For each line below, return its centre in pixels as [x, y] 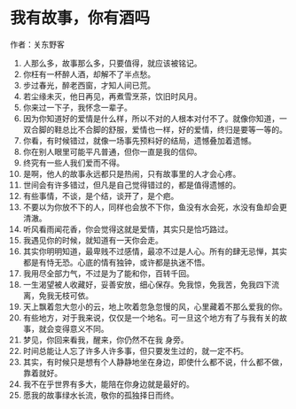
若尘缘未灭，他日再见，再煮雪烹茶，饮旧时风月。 [112, 96]
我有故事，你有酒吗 [80, 18]
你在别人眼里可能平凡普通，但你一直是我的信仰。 [112, 151]
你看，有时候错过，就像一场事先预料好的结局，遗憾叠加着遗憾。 [139, 140]
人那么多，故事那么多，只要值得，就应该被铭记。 [112, 63]
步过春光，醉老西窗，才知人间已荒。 [89, 85]
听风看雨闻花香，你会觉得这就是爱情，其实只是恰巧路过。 [128, 229]
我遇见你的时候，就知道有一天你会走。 [93, 240]
